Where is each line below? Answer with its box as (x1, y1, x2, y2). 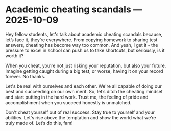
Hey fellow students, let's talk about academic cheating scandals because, (5, 31, 162, 37)
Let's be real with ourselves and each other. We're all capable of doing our (5, 83, 162, 89)
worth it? (5, 52, 24, 59)
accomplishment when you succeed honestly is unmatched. (5, 99, 132, 105)
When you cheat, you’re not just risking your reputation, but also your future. (5, 62, 166, 69)
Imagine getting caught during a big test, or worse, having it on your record (5, 68, 163, 74)
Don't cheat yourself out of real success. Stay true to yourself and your (5, 109, 155, 115)
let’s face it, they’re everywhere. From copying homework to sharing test (5, 37, 158, 43)
